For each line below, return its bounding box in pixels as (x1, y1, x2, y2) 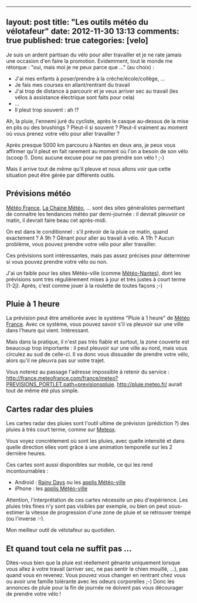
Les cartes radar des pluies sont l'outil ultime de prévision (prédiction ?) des (6, 420, 189, 427)
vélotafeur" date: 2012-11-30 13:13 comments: (6, 26, 179, 36)
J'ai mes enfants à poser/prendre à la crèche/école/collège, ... (14, 75, 165, 82)
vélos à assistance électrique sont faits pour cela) (14, 93, 135, 100)
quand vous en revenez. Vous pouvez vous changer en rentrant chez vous (6, 572, 186, 579)
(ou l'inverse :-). (6, 515, 45, 523)
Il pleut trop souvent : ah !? (14, 106, 79, 113)
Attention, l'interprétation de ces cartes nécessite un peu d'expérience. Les (6, 497, 188, 504)
